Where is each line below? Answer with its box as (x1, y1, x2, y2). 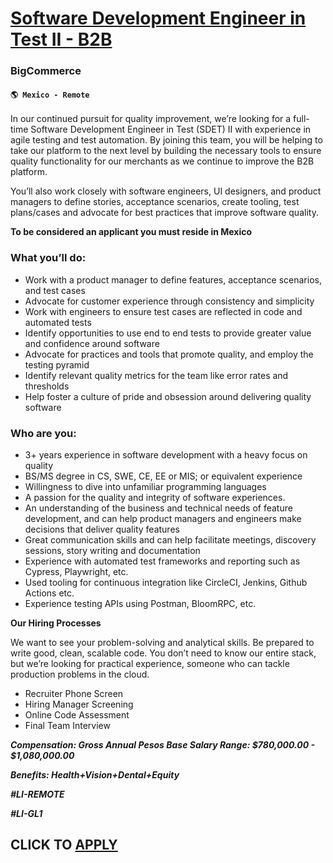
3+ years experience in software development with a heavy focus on (24, 448, 308, 461)
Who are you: (10, 426, 77, 440)
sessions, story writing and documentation (24, 544, 201, 556)
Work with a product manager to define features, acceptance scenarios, (24, 273, 322, 286)
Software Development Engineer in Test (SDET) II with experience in (30, 123, 312, 136)
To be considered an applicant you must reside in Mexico (10, 226, 253, 238)
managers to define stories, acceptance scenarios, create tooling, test (10, 196, 300, 208)
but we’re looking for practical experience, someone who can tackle (10, 657, 290, 669)
